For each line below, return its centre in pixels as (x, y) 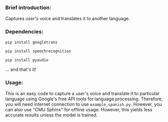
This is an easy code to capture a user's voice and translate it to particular (82, 93)
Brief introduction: (28, 8)
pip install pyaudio (27, 60)
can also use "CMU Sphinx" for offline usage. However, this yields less (79, 109)
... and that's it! (21, 69)
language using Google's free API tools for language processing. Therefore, (84, 99)
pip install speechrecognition (38, 51)
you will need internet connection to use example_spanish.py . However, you (83, 104)
